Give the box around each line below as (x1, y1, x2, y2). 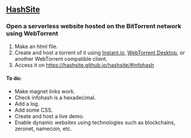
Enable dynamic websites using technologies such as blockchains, (14, 119, 176, 126)
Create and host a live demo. (14, 112, 84, 119)
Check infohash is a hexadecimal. (14, 94, 96, 101)
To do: (6, 75, 22, 82)
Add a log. (14, 100, 40, 107)
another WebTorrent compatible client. (14, 55, 108, 62)
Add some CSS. (14, 106, 53, 113)
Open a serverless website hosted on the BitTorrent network (6, 22, 182, 30)
